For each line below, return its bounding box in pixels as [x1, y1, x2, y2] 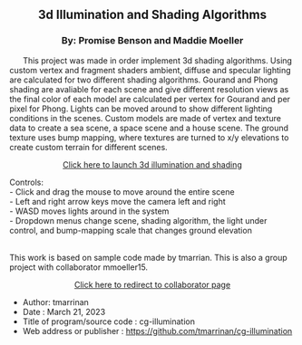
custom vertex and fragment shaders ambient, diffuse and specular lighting [9, 64, 292, 75]
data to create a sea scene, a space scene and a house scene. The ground [9, 122, 288, 133]
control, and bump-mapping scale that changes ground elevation [9, 225, 252, 235]
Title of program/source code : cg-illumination [22, 316, 195, 327]
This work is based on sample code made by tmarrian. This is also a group [9, 252, 287, 263]
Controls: [9, 177, 44, 187]
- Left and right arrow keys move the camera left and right [9, 196, 227, 206]
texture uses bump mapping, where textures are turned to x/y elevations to [9, 131, 289, 143]
